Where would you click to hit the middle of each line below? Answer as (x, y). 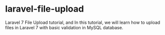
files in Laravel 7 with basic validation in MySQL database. (64, 27)
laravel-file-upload (44, 9)
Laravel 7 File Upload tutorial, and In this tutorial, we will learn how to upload (83, 22)
